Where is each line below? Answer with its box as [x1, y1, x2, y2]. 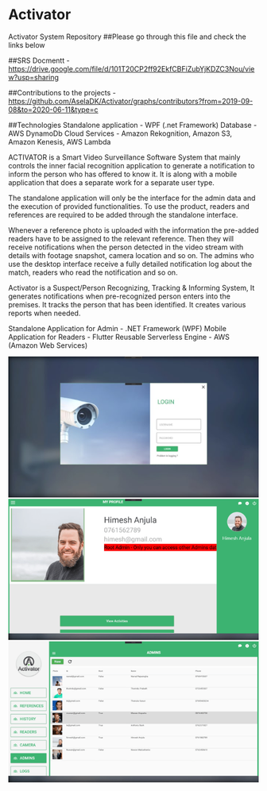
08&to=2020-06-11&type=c [8, 105, 99, 114]
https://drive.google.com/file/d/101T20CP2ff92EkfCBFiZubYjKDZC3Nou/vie [8, 64, 255, 73]
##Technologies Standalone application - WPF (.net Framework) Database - [8, 120, 257, 129]
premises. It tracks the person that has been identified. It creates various [8, 299, 246, 309]
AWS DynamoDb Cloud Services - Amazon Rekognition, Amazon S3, [8, 129, 233, 138]
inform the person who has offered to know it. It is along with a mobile [8, 169, 238, 179]
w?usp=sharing [8, 72, 60, 82]
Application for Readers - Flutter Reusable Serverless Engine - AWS [8, 332, 230, 341]
